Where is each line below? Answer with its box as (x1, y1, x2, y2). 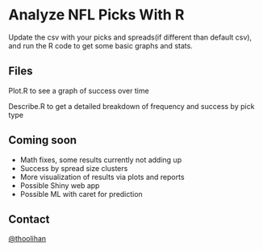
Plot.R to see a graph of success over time (8, 86, 149, 95)
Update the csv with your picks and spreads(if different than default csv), (8, 32, 253, 42)
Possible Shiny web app (19, 180, 100, 190)
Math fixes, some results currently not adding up (19, 155, 182, 165)
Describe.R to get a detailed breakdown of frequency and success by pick (8, 101, 255, 111)
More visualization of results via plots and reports (19, 172, 185, 182)
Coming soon (8, 133, 77, 147)
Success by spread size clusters (19, 163, 128, 173)
